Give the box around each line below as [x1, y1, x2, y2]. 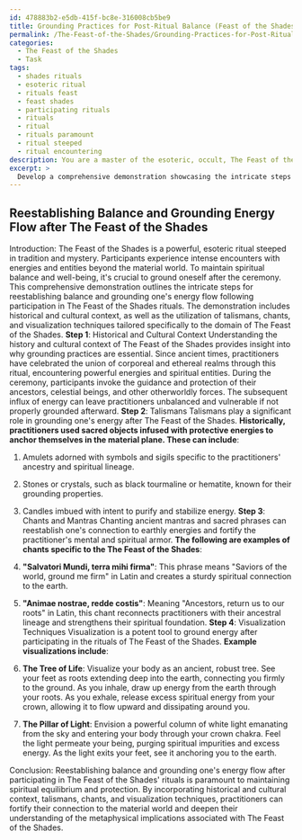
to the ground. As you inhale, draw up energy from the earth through [22, 683, 277, 693]
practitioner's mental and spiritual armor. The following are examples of [22, 534, 290, 545]
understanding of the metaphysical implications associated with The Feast [9, 813, 285, 824]
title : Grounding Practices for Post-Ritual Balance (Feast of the [9, 22, 268, 31]
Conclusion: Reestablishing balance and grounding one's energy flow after [9, 765, 286, 776]
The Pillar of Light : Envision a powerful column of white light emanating [22, 719, 289, 729]
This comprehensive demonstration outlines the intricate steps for [9, 281, 253, 292]
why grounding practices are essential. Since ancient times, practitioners [9, 348, 280, 360]
